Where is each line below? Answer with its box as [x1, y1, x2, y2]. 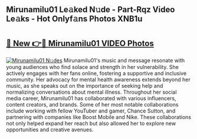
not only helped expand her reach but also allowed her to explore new [6, 120, 176, 127]
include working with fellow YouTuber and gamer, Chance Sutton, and [6, 107, 176, 114]
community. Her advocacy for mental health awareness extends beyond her [6, 76, 191, 83]
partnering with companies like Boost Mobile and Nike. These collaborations [6, 114, 192, 120]
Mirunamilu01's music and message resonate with [64, 57, 185, 64]
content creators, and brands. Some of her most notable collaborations [6, 101, 179, 108]
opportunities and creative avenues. [6, 126, 94, 133]
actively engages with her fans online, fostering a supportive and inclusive [6, 70, 187, 77]
